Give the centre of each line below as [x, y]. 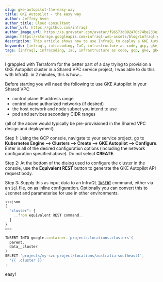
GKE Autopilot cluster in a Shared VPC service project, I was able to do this [80, 69]
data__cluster [24, 247]
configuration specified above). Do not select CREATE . [60, 153]
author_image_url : [24, 32]
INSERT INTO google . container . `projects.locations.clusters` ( [69, 238]
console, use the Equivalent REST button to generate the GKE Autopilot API [81, 168]
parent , [17, 242]
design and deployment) [30, 128]
